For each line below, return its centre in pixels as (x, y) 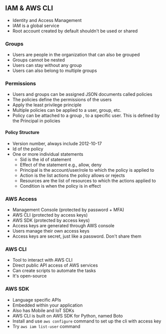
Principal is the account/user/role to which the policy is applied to (87, 170)
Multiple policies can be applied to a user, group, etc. (67, 110)
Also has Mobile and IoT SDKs (43, 310)
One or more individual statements (48, 154)
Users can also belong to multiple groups (55, 71)
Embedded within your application (48, 305)
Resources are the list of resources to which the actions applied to (88, 180)
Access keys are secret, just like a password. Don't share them (77, 236)
